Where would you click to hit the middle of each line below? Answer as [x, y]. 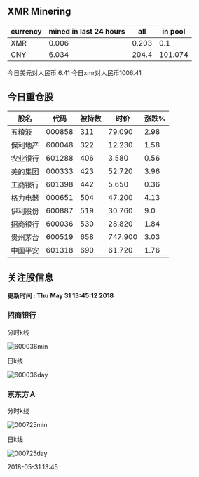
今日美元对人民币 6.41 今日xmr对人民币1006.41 [74, 72]
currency [26, 31]
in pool [174, 31]
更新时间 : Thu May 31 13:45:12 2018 [61, 296]
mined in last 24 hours [87, 31]
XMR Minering [39, 12]
